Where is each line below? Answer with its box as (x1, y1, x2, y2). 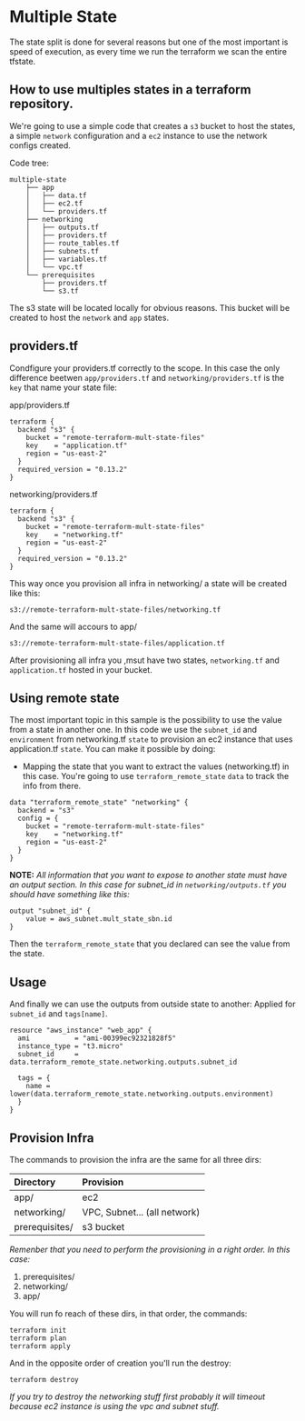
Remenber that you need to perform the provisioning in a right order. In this (9, 1244, 290, 1255)
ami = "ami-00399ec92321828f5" (17, 1034, 177, 1043)
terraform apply (9, 1342, 71, 1351)
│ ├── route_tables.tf (25, 238, 120, 247)
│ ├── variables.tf (25, 255, 107, 264)
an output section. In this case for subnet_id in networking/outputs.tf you (9, 879, 287, 890)
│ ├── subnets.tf (25, 246, 100, 255)
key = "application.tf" (25, 441, 128, 450)
